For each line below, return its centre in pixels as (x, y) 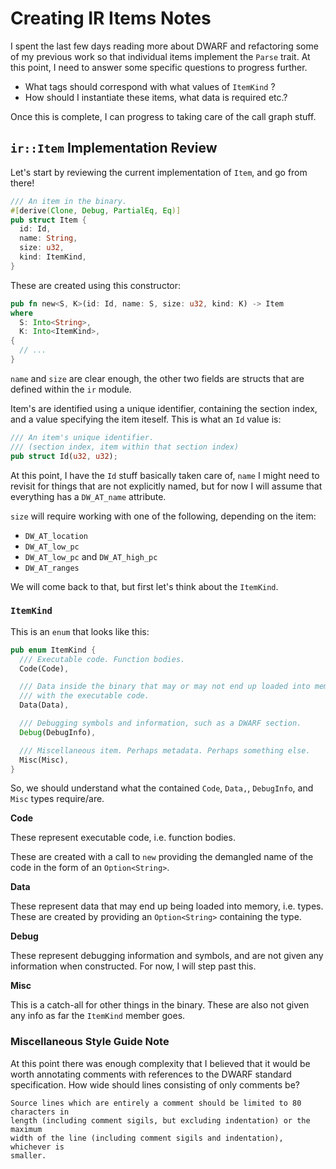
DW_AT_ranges (52, 568)
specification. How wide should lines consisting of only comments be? (155, 1084)
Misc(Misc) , (44, 760)
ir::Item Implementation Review (114, 148)
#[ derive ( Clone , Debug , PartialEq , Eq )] (96, 210)
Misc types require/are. (57, 799)
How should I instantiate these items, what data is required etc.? (156, 97)
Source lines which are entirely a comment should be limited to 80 (156, 1103)
